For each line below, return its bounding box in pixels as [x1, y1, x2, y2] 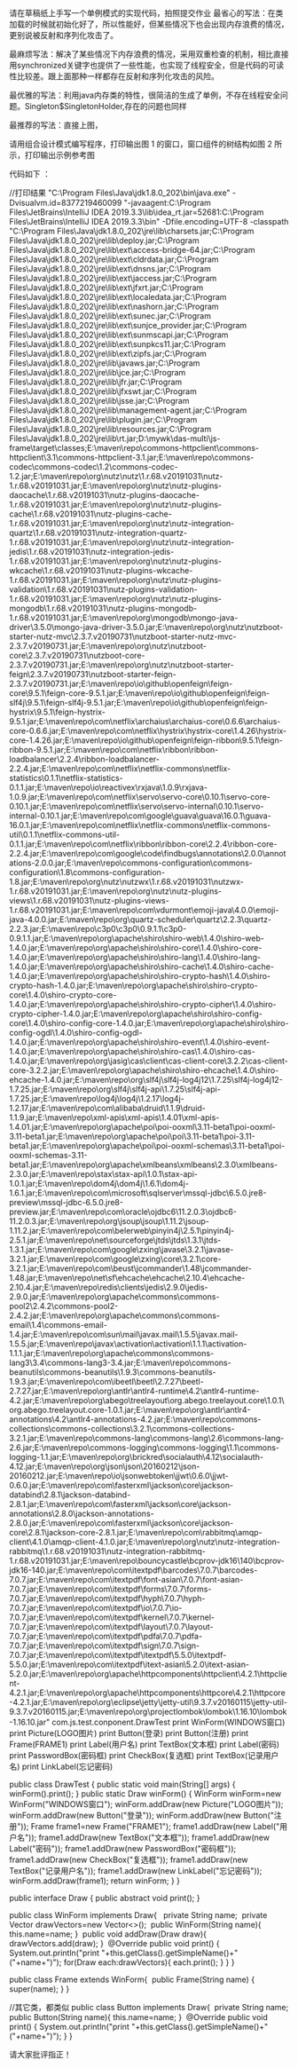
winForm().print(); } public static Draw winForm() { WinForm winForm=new [9, 1788, 282, 1799]
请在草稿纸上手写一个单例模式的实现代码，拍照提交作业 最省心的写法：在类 [9, 8, 284, 18]
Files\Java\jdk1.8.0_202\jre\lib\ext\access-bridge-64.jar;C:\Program [9, 245, 255, 255]
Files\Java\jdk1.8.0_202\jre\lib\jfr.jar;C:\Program [9, 376, 183, 387]
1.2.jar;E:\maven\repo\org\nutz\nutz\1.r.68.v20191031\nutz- [9, 471, 223, 481]
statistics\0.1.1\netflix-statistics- [9, 773, 124, 783]
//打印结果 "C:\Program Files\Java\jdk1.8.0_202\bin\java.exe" [9, 187, 231, 198]
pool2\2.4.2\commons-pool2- [9, 1301, 119, 1311]
